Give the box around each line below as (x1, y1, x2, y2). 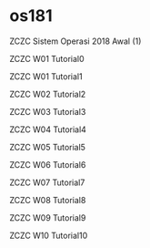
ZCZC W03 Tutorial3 (9, 106, 86, 117)
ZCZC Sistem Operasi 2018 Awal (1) (9, 36, 142, 46)
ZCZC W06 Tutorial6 (9, 159, 86, 170)
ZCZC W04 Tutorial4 (9, 124, 86, 135)
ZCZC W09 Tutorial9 (9, 212, 86, 223)
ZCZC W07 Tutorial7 (9, 177, 85, 188)
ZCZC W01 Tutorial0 (9, 53, 85, 64)
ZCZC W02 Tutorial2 (9, 88, 86, 99)
